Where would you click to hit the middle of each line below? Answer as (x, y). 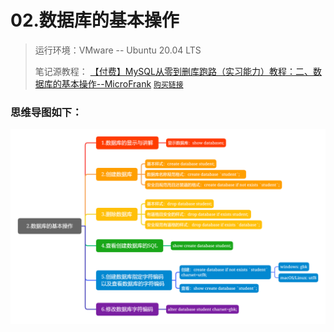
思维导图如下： (46, 112)
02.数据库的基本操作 (95, 20)
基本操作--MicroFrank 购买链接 (122, 83)
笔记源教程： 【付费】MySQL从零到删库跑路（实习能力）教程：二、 (173, 71)
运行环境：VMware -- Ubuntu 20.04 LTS (118, 50)
